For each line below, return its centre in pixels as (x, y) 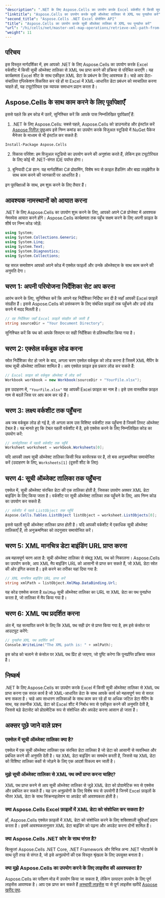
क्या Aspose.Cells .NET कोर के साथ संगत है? (51, 838)
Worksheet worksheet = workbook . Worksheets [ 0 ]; (55, 448)
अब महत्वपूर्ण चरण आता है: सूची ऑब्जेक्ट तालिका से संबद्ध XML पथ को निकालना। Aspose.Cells (82, 558)
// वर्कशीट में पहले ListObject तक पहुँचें (39, 511)
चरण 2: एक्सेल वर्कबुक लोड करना (44, 349)
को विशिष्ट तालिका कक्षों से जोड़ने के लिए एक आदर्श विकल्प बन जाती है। (60, 761)
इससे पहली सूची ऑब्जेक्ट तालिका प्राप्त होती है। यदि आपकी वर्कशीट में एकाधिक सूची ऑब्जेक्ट (76, 524)
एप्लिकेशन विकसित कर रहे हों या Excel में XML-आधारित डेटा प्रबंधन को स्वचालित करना (88, 81)
